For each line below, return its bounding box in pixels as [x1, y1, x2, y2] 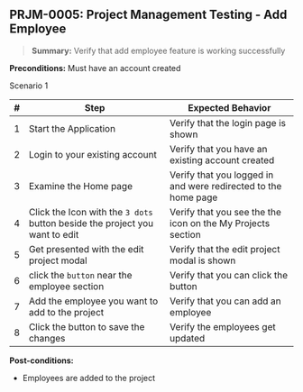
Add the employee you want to [28, 295, 159, 307]
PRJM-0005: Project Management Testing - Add [9, 7, 288, 23]
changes [28, 332, 66, 344]
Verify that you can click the [170, 269, 289, 281]
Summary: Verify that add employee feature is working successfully [31, 45, 286, 56]
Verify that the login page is [170, 116, 287, 129]
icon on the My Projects [170, 216, 271, 229]
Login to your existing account [28, 148, 158, 160]
